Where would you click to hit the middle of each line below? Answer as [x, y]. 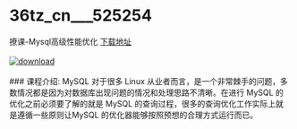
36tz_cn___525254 [81, 16]
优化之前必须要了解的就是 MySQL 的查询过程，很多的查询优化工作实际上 [143, 103]
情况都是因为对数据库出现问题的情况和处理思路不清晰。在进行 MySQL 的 [150, 92]
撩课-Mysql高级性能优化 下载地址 [71, 41]
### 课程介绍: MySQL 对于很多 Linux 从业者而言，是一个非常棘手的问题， [145, 81]
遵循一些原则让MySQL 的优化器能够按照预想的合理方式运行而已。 [137, 115]
